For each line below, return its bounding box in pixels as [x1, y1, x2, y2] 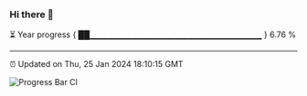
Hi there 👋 [9, 8, 55, 21]
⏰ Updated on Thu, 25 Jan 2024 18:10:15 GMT [9, 59, 185, 70]
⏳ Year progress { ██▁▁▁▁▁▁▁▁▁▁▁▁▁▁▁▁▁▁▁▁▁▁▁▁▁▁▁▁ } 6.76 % [9, 29, 297, 40]
